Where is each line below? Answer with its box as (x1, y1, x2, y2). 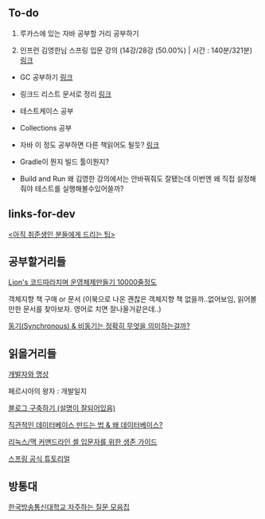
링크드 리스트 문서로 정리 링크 (19, 89, 111, 99)
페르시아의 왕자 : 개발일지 (8, 386, 88, 396)
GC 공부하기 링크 (19, 72, 73, 82)
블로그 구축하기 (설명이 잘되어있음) (8, 404, 116, 413)
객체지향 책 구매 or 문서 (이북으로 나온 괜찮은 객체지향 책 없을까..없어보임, (8, 295, 236, 304)
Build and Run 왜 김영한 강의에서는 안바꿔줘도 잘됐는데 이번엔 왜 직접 (19, 174, 236, 183)
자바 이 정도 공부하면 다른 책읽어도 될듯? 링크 (19, 139, 160, 150)
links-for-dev (8, 207, 76, 221)
